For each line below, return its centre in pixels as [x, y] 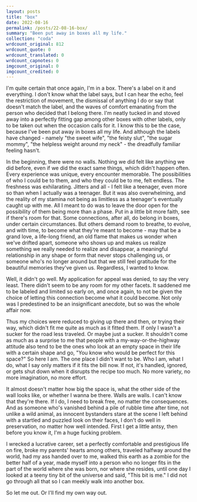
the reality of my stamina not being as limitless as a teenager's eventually [94, 199]
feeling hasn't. [23, 151]
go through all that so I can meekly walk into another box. [75, 481]
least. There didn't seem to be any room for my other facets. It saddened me [98, 286]
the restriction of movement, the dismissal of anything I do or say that [90, 101]
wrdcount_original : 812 [35, 45]
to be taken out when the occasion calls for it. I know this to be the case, [94, 126]
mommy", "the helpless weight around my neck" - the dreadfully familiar [93, 144]
